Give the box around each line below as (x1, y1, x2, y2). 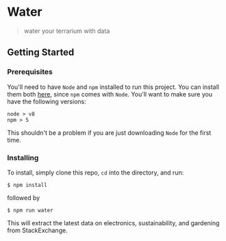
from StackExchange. (7, 226, 68, 234)
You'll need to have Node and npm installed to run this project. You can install (7, 83, 220, 91)
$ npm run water (7, 207, 53, 214)
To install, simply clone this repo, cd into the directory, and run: (7, 168, 184, 177)
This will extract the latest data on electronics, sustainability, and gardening (7, 218, 220, 227)
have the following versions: (7, 97, 87, 105)
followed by (7, 193, 40, 202)
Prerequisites (7, 67, 53, 77)
